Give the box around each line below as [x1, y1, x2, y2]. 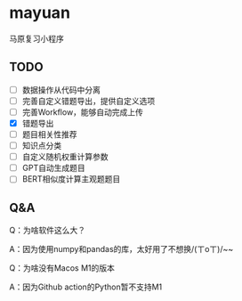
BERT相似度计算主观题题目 [21, 174, 121, 184]
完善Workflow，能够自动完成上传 [21, 106, 144, 118]
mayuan [9, 3, 71, 23]
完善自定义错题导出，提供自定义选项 [21, 95, 156, 106]
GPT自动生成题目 [21, 163, 86, 174]
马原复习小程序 [9, 33, 64, 44]
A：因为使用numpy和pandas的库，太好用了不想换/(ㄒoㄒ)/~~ [9, 244, 234, 255]
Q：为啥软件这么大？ [9, 225, 86, 236]
